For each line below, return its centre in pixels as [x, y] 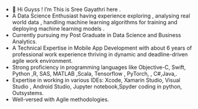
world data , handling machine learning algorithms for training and [94, 22]
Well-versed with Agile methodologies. [60, 99]
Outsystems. [28, 93]
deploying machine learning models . [58, 28]
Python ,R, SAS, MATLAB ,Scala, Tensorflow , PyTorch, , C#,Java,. [95, 74]
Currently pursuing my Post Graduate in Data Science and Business [96, 35]
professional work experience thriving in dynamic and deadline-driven [100, 54]
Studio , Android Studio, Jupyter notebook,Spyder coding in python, [97, 87]
